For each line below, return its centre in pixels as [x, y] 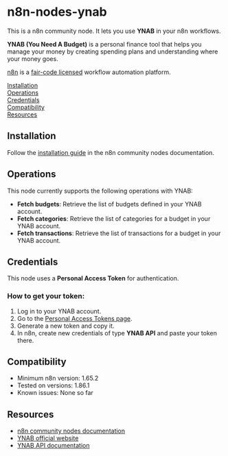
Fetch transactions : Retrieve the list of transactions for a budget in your [119, 233]
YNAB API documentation [53, 446]
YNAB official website [48, 438]
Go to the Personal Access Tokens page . [75, 318]
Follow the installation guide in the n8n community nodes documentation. [111, 152]
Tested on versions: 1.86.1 [53, 385]
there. [25, 340]
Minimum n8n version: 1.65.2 [58, 379]
